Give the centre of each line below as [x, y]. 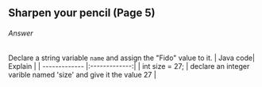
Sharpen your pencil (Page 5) [82, 13]
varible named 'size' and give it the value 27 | [82, 74]
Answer [21, 33]
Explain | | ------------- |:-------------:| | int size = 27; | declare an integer [129, 66]
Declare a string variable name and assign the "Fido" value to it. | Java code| [132, 58]
